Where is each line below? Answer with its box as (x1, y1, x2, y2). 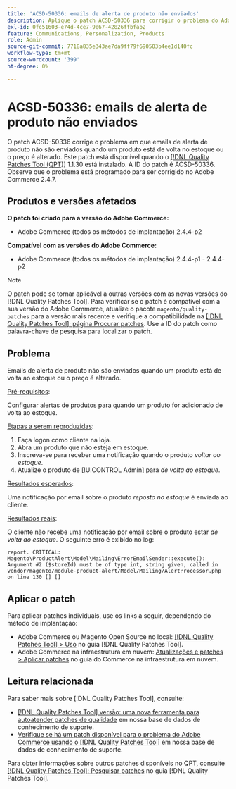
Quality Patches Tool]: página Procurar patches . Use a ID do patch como (7, 320, 218, 328)
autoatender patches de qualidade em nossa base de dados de (17, 715, 201, 723)
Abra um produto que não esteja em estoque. (17, 443, 149, 452)
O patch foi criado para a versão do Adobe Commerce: (7, 214, 169, 223)
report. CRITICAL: (7, 549, 61, 557)
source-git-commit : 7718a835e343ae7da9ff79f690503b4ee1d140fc (7, 43, 193, 50)
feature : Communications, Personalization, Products (7, 30, 165, 37)
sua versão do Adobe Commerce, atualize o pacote (7, 304, 156, 313)
